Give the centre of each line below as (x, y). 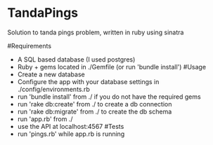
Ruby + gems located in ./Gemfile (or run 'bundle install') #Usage (111, 67)
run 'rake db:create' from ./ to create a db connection (95, 104)
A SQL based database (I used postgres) (76, 59)
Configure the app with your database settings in (88, 81)
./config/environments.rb (53, 89)
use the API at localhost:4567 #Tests (71, 126)
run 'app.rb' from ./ (45, 119)
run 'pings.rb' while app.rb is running (71, 134)
